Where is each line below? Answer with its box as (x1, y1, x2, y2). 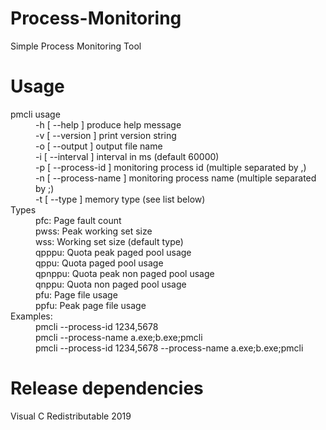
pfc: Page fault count (35, 214, 122, 226)
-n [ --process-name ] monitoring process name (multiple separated (35, 172, 317, 184)
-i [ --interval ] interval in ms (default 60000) (35, 150, 220, 162)
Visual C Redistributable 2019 (10, 410, 132, 422)
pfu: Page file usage (35, 288, 118, 301)
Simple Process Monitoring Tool (10, 40, 142, 52)
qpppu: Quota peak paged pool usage (35, 246, 192, 258)
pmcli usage (10, 108, 61, 120)
